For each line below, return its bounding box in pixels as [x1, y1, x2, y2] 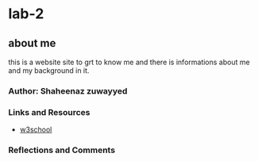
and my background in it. [8, 66, 90, 75]
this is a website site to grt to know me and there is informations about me [8, 57, 250, 67]
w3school [19, 125, 52, 135]
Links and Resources [8, 106, 90, 117]
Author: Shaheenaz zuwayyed [8, 85, 128, 96]
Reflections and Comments [8, 144, 116, 155]
